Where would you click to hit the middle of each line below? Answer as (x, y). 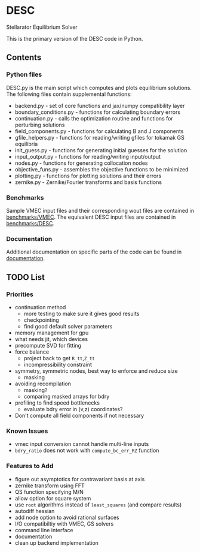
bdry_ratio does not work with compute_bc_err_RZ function (87, 451)
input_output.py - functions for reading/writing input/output (88, 156)
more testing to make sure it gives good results (81, 313)
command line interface (44, 530)
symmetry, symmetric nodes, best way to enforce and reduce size (96, 371)
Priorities (20, 294)
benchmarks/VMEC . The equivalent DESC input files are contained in (91, 217)
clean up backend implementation (56, 542)
